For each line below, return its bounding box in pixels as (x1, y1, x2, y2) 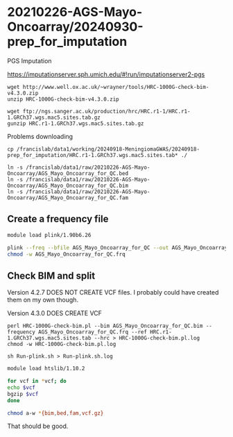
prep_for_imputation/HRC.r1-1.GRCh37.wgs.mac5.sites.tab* (7, 151, 178, 158)
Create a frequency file (7, 213, 109, 225)
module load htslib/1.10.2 (7, 365, 85, 372)
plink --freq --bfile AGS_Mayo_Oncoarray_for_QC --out (7, 244, 169, 251)
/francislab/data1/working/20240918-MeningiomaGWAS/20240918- (16, 145, 200, 153)
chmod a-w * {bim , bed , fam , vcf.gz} (7, 409, 104, 417)
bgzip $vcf (7, 390, 39, 397)
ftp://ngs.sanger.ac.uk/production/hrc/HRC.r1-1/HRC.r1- (22, 108, 191, 115)
